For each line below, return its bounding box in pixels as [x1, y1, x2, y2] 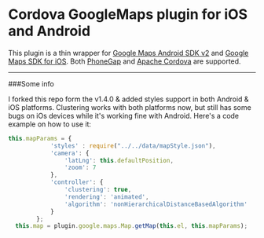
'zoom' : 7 [64, 163, 97, 172]
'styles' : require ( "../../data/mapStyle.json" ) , [49, 141, 216, 150]
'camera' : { [49, 149, 90, 157]
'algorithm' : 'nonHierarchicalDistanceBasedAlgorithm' [64, 200, 247, 208]
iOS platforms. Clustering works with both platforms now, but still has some [8, 102, 251, 112]
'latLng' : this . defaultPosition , [64, 156, 174, 164]
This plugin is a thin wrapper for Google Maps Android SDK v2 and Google [8, 48, 249, 57]
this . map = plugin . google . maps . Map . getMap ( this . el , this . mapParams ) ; [15, 222, 248, 230]
